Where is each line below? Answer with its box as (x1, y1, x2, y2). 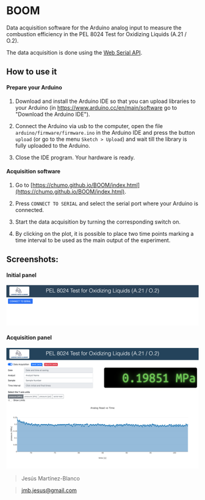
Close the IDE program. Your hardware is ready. (15, 154, 135, 161)
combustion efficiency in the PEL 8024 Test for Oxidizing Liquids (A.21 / (6, 30, 187, 37)
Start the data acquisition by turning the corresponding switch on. (15, 218, 181, 225)
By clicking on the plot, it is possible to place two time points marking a (15, 230, 194, 237)
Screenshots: (6, 254, 59, 265)
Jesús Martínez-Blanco (21, 474, 81, 482)
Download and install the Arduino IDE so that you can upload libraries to (15, 97, 196, 105)
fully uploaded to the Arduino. (15, 142, 90, 149)
